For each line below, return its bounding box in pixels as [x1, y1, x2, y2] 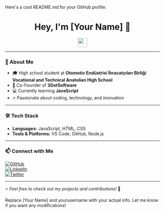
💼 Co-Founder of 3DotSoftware [12, 82, 77, 88]
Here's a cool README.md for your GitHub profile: [5, 4, 107, 10]
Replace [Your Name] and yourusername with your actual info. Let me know [5, 197, 159, 203]
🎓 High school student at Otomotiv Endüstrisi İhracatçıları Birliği [12, 70, 146, 76]
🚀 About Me [5, 59, 34, 65]
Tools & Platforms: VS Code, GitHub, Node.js [12, 130, 104, 137]
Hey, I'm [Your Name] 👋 [34, 22, 131, 32]
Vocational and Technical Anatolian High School [12, 77, 113, 83]
